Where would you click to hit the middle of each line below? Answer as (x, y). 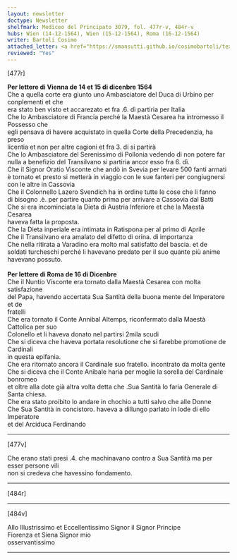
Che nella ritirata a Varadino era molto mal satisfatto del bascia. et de (108, 244)
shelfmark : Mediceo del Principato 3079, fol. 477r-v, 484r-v (101, 27)
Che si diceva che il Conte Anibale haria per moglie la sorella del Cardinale (115, 372)
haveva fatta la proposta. (43, 221)
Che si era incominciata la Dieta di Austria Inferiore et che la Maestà (106, 207)
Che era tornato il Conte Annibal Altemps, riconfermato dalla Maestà (107, 319)
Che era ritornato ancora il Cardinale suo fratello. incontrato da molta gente (116, 364)
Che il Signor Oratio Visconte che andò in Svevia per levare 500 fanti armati (117, 169)
